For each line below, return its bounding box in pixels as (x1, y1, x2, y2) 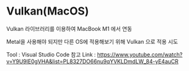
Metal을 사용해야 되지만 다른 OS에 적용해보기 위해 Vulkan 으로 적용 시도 (6, 38, 179, 45)
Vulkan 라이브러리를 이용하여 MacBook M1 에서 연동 (6, 25, 132, 32)
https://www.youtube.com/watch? (97, 50, 183, 58)
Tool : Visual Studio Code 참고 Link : (6, 50, 96, 58)
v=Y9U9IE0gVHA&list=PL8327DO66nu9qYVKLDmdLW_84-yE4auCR (6, 58, 179, 65)
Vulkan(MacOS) (6, 4, 90, 18)
